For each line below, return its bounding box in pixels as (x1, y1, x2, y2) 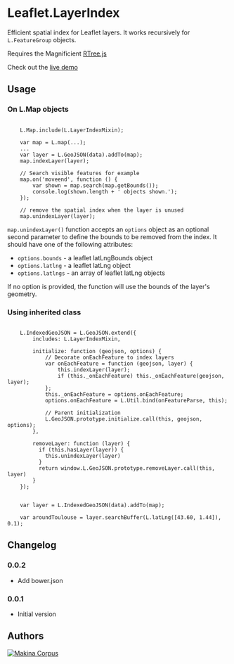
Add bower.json (17, 576, 63, 585)
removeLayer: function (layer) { (32, 440, 131, 447)
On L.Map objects (7, 104, 69, 114)
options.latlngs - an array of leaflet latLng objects (17, 269, 165, 277)
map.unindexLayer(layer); (20, 212, 96, 219)
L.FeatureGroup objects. (7, 35, 77, 44)
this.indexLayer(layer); (57, 366, 131, 373)
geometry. (7, 290, 37, 298)
